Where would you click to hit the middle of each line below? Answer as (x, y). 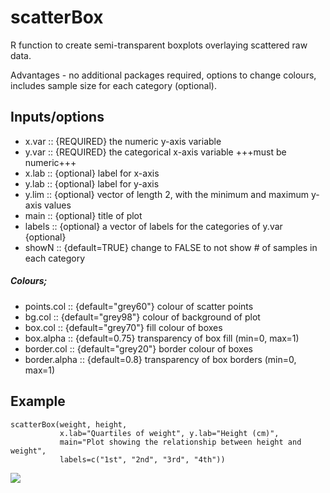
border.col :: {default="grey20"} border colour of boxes (138, 348)
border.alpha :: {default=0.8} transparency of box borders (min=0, (160, 359)
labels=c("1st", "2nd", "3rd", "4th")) (142, 459)
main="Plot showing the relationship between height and (180, 442)
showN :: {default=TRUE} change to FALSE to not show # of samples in (171, 247)
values (58, 205)
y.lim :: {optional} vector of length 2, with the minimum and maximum (166, 194)
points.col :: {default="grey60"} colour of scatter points (139, 306)
